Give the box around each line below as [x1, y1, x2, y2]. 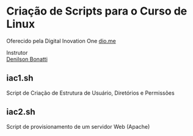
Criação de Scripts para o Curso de [6, 4, 188, 18]
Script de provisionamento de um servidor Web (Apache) [6, 123, 150, 130]
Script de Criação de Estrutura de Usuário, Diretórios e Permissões [6, 89, 175, 97]
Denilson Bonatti [6, 55, 48, 63]
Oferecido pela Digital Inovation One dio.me [6, 37, 116, 44]
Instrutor [6, 49, 28, 56]
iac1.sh [6, 73, 34, 83]
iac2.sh [6, 107, 35, 117]
